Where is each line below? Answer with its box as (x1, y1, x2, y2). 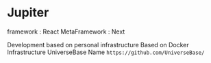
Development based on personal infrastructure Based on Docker (7, 40, 190, 49)
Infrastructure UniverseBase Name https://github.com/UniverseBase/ (7, 48, 205, 56)
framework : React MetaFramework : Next (7, 27, 125, 36)
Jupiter (7, 5, 49, 21)
